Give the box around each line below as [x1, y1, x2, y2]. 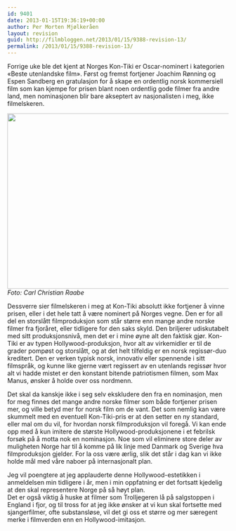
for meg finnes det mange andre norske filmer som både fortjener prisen [7, 398, 218, 405]
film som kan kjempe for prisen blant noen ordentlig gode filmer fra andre [7, 85, 220, 93]
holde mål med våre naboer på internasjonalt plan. [7, 457, 153, 465]
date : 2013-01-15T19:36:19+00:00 [7, 17, 105, 24]
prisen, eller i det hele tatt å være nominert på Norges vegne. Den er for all [7, 309, 223, 318]
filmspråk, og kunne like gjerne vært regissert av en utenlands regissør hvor [7, 362, 227, 370]
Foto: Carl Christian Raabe [7, 288, 84, 297]
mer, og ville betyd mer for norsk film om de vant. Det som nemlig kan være [7, 405, 226, 413]
